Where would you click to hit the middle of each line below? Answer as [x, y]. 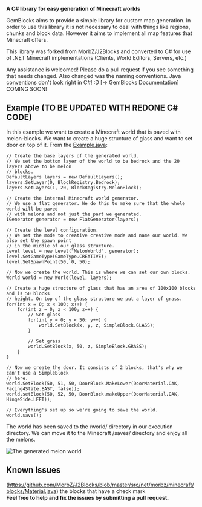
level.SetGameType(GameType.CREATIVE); [57, 257]
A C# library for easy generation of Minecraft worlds [73, 9]
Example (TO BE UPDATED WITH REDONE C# [92, 108]
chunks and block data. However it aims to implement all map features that [99, 33]
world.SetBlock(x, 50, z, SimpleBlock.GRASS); [88, 346]
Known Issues [34, 470]
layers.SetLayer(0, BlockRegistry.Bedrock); [63, 182]
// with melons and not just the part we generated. [74, 214]
